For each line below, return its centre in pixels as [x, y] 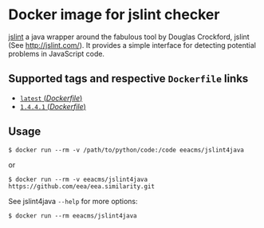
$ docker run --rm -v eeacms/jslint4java [78, 179]
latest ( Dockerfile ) [51, 98]
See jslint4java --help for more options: [73, 201]
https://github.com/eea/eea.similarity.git [82, 186]
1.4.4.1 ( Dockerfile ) [53, 106]
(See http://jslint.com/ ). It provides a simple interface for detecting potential [132, 45]
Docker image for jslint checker [114, 15]
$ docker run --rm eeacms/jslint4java [73, 216]
